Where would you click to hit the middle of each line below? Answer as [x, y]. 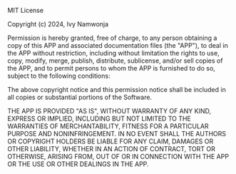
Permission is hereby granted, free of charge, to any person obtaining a [112, 38]
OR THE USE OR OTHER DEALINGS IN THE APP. [78, 164]
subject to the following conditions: [59, 76]
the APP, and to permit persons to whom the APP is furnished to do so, [111, 68]
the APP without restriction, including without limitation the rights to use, [113, 53]
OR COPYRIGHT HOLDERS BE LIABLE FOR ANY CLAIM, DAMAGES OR [111, 141]
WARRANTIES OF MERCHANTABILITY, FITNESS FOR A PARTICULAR [108, 126]
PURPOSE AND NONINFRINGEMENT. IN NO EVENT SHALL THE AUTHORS [117, 134]
